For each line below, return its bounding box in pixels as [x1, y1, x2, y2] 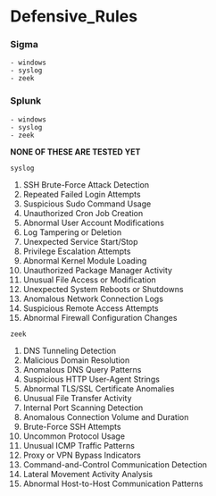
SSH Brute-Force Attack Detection [22, 179, 150, 189]
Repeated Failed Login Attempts [22, 189, 141, 199]
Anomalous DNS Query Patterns [22, 364, 142, 374]
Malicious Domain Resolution [22, 355, 130, 366]
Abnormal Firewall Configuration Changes [22, 312, 178, 323]
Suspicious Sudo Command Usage [22, 198, 152, 209]
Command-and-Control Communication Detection [22, 458, 208, 470]
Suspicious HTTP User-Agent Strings [22, 374, 160, 384]
